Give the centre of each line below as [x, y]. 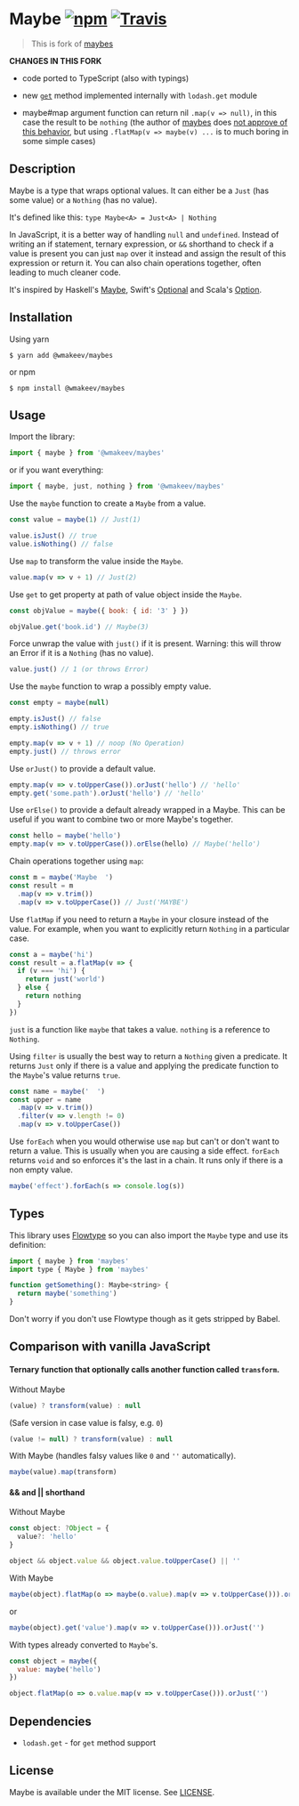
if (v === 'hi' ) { [52, 971]
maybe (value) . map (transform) [63, 1472]
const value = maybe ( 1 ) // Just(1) [75, 520]
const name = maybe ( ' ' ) [57, 1091]
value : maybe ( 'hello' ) [59, 1669]
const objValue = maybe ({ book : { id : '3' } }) [99, 611]
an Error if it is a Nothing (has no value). [81, 653]
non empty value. [41, 1170]
